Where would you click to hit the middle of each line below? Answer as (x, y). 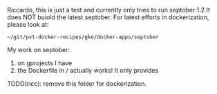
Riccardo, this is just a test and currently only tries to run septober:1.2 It (109, 10)
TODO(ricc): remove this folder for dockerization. (77, 84)
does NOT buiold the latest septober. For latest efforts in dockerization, (108, 17)
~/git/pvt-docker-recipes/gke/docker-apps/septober (83, 37)
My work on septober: (39, 50)
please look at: (28, 24)
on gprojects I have (45, 63)
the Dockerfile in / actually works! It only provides (88, 70)
